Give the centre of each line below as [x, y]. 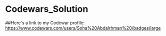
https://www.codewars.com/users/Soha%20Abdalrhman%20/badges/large [83, 28]
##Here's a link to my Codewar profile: [45, 23]
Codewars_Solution [47, 9]
